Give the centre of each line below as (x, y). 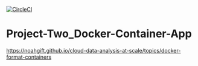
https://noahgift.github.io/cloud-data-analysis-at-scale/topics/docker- (94, 50)
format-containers (29, 57)
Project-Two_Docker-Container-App (99, 34)
